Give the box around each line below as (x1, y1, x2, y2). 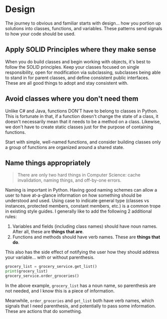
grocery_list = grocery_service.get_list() (5, 264, 97, 269)
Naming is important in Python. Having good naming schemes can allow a (5, 187, 157, 193)
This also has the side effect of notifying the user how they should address (5, 249, 159, 255)
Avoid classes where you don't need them (5, 94, 138, 103)
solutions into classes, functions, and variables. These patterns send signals (5, 25, 162, 31)
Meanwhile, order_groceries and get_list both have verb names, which (5, 297, 154, 303)
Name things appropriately (5, 158, 91, 167)
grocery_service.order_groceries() (5, 273, 79, 279)
